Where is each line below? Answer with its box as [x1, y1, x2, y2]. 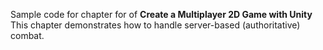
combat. [10, 30, 45, 41]
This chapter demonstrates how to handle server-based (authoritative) [10, 19, 301, 31]
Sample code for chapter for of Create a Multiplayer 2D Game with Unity [10, 9, 313, 20]
